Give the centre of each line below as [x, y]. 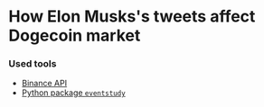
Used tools [33, 64]
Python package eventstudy [73, 93]
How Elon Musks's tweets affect [132, 17]
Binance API [44, 84]
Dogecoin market [75, 36]
